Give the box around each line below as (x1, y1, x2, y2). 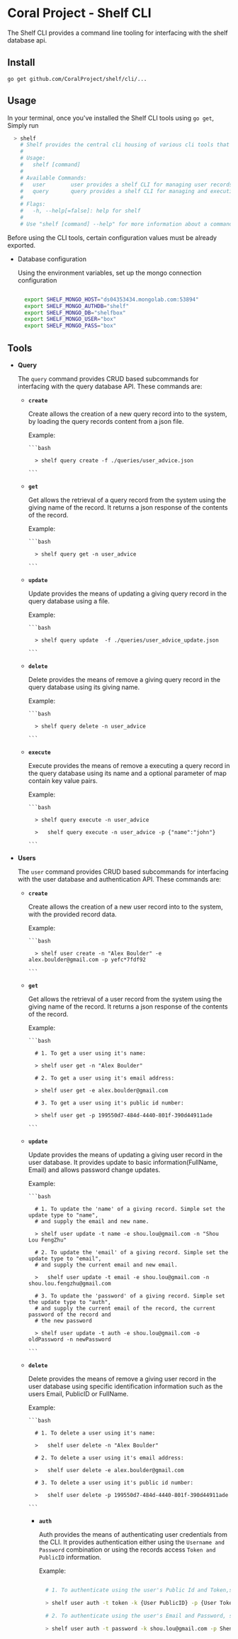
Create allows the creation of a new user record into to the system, (28, 903, 223, 911)
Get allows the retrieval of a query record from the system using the (28, 495, 227, 504)
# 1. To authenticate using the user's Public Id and (45, 1586, 208, 1594)
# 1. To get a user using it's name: (34, 1050, 147, 1057)
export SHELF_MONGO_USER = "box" (24, 316, 117, 323)
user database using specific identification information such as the (28, 1382, 223, 1391)
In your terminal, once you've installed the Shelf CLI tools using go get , (7, 114, 215, 122)
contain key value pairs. (28, 777, 98, 785)
